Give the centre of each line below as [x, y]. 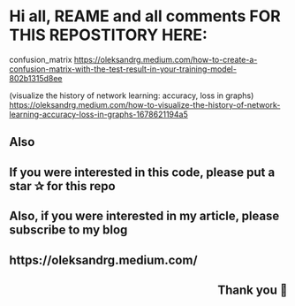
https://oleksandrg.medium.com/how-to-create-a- [166, 59]
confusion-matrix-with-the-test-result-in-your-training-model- [123, 69]
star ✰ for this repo [63, 186]
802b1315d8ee [36, 78]
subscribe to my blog [68, 230]
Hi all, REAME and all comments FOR [145, 16]
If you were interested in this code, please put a [142, 172]
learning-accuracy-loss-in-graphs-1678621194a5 [98, 114]
